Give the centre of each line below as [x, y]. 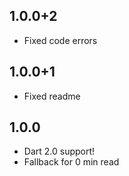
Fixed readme [52, 96]
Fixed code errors [60, 40]
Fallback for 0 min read [71, 162]
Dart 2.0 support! [59, 151]
